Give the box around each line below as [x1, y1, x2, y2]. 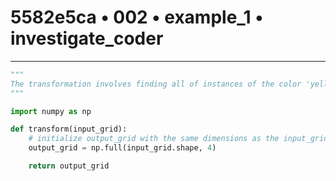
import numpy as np [10, 106, 92, 116]
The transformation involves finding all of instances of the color [10, 79, 302, 89]
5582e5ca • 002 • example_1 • [10, 6, 264, 29]
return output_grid [28, 161, 110, 171]
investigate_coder [10, 27, 164, 50]
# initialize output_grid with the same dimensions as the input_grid [28, 134, 329, 144]
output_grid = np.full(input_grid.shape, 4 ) [28, 143, 217, 153]
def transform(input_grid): [10, 124, 128, 135]
